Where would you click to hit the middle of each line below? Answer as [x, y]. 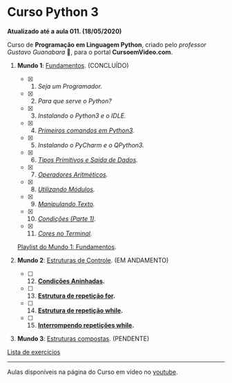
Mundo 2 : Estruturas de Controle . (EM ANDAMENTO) [93, 260]
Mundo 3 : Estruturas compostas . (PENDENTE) [83, 338]
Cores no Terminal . [65, 233]
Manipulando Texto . [66, 204]
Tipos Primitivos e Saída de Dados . [88, 159]
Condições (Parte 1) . [67, 218]
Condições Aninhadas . [71, 280]
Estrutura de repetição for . [77, 296]
